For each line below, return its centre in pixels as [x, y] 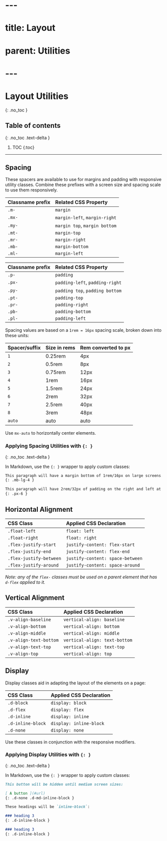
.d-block [18, 703]
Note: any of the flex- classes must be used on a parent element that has [81, 577]
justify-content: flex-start [100, 545]
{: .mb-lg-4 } [20, 480]
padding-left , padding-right [88, 282]
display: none [67, 730]
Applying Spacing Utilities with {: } [49, 446]
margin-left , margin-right [86, 217]
